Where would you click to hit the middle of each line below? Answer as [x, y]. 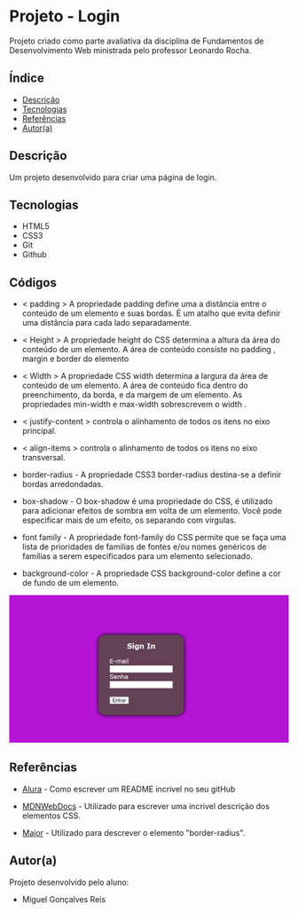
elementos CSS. [51, 815]
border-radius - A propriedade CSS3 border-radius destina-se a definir [152, 475]
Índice [27, 79]
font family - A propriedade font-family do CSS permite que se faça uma [154, 538]
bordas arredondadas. [63, 484]
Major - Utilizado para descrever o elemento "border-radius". [133, 832]
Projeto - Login [65, 16]
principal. [39, 431]
